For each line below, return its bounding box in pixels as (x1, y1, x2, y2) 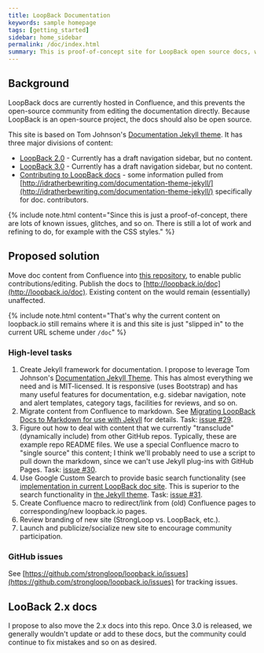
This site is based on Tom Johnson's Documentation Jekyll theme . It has (8, 130, 243, 139)
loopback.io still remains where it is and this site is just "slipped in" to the (8, 319, 244, 328)
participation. (19, 531, 63, 541)
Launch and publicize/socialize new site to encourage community (19, 523, 232, 532)
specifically (214, 186, 253, 196)
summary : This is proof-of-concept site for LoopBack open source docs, (8, 48, 251, 56)
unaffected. (8, 295, 46, 305)
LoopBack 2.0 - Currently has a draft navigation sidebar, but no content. (19, 153, 253, 162)
